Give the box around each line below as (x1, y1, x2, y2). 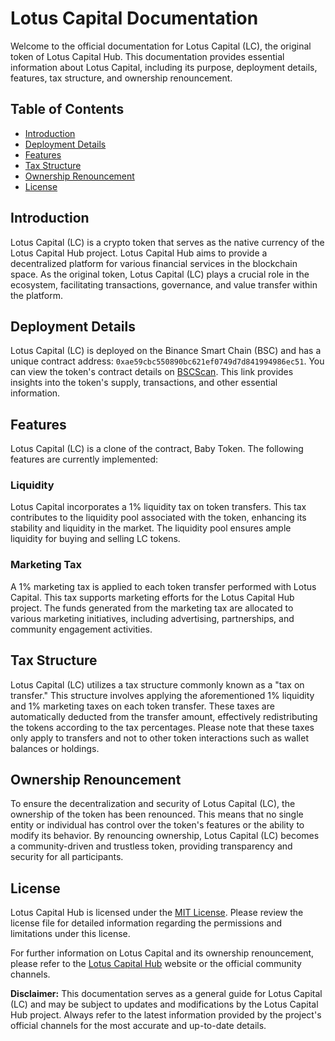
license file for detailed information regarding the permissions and (10, 917, 282, 929)
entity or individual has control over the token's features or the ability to (10, 819, 305, 831)
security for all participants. (10, 851, 124, 863)
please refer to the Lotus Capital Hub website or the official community (10, 958, 302, 970)
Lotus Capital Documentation (10, 7, 259, 30)
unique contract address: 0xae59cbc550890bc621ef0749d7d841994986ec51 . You (10, 355, 325, 367)
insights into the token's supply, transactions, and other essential (10, 377, 278, 389)
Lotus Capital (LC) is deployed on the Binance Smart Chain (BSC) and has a (10, 345, 322, 357)
